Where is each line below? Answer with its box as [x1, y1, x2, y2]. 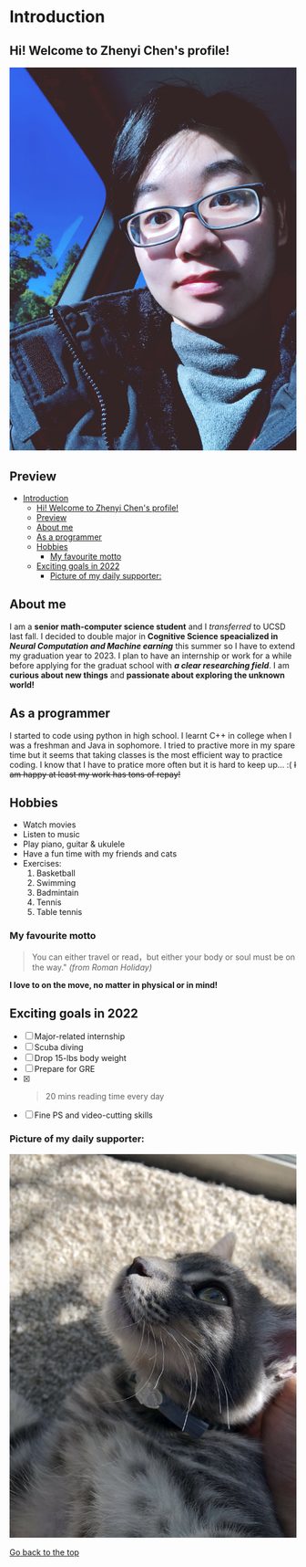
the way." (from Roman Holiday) [31, 962, 153, 973]
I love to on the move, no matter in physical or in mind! [9, 979, 219, 990]
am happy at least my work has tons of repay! [9, 769, 181, 780]
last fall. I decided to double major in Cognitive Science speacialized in [9, 630, 279, 641]
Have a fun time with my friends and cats [22, 848, 178, 859]
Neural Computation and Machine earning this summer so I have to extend [9, 640, 296, 651]
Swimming [36, 878, 76, 889]
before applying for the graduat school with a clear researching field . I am [9, 659, 290, 670]
